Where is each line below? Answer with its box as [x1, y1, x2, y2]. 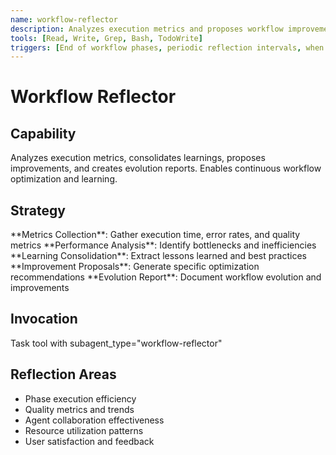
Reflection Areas [10, 366, 117, 383]
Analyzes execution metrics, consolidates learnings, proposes [10, 152, 266, 164]
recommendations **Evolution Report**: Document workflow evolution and [10, 271, 322, 283]
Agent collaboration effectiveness [24, 414, 165, 426]
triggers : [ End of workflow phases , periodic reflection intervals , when [10, 42, 325, 53]
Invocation [10, 311, 78, 328]
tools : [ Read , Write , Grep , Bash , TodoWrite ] [10, 33, 203, 43]
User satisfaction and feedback [24, 435, 155, 447]
